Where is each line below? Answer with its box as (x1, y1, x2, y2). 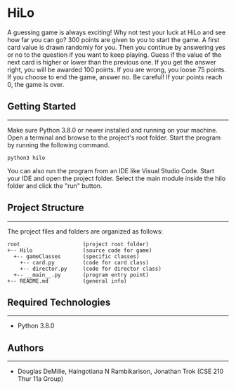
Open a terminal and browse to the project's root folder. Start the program (7, 133, 221, 142)
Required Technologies (7, 296, 111, 308)
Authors (7, 342, 44, 354)
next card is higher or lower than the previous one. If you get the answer (7, 58, 216, 66)
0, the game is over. (7, 80, 65, 88)
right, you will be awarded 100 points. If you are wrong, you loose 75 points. (7, 65, 227, 74)
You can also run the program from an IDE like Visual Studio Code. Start (7, 166, 215, 175)
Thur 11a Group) (17, 375, 64, 383)
